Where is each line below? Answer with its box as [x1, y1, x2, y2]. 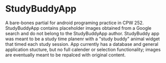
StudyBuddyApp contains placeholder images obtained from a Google [5, 25, 152, 31]
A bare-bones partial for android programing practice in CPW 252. [5, 20, 144, 26]
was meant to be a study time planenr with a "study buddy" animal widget [5, 36, 160, 42]
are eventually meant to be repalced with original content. [5, 51, 126, 58]
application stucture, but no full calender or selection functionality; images [5, 46, 161, 52]
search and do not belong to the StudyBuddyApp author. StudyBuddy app [5, 30, 159, 36]
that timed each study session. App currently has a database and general [5, 41, 159, 47]
